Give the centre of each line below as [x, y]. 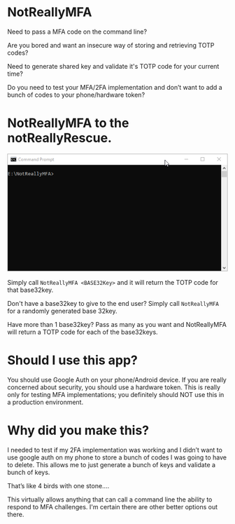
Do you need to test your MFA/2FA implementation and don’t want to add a [115, 87]
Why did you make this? [78, 430]
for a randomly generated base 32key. [62, 311]
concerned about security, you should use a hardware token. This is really [114, 387]
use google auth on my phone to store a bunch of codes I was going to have [117, 457]
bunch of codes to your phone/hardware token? [76, 95]
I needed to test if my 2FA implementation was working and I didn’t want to [115, 450]
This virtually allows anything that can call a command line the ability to [110, 499]
